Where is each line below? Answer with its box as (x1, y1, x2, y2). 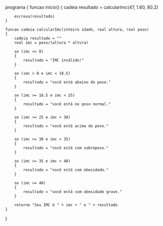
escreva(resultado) (14, 14, 55, 19)
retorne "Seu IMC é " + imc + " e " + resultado (14, 202, 118, 207)
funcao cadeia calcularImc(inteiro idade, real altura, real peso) (5, 27, 149, 32)
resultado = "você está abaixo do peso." (23, 80, 111, 85)
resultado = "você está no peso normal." (23, 102, 111, 107)
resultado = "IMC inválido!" (23, 58, 84, 63)
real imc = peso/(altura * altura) (14, 40, 89, 45)
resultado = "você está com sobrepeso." (23, 145, 109, 150)
